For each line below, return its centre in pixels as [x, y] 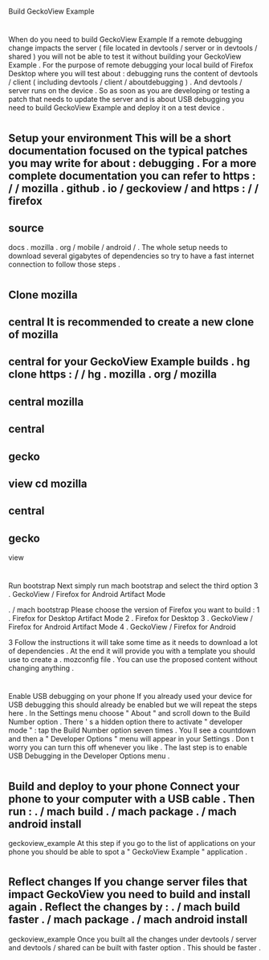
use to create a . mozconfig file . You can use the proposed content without [133, 660]
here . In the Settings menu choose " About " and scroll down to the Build [129, 713]
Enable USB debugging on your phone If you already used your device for [130, 697]
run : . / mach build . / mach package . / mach [122, 811]
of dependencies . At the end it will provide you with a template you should [132, 651]
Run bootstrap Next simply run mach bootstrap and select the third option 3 [133, 586]
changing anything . [41, 668]
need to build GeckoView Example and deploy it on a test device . [116, 108]
